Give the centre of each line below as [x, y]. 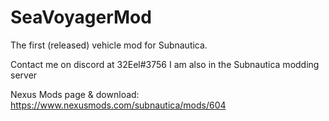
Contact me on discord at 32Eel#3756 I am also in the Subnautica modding [165, 64]
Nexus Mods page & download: [75, 94]
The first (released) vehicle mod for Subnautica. [109, 45]
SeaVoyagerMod [81, 17]
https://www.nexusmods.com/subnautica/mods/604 [118, 105]
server [24, 75]
